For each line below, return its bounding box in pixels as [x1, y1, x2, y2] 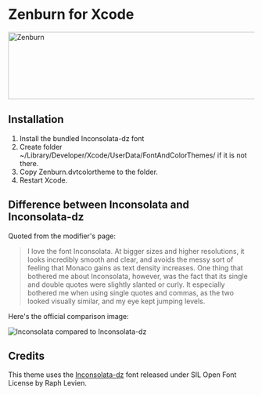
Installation [8, 113, 64, 126]
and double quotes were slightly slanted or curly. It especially [27, 280, 225, 289]
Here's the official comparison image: [8, 311, 129, 321]
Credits [8, 349, 45, 362]
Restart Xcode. [19, 175, 68, 185]
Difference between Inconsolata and [8, 198, 189, 212]
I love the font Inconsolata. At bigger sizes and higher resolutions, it [27, 246, 245, 255]
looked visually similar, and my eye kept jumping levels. [27, 296, 206, 306]
